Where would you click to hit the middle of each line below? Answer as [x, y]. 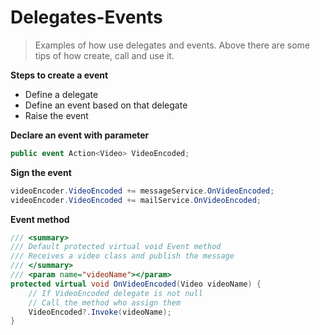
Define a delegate [61, 94]
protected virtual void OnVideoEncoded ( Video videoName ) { [136, 284]
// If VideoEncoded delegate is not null [115, 293]
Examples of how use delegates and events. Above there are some [172, 45]
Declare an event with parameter [80, 135]
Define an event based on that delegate [106, 105]
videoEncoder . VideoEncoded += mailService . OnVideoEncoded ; [136, 200]
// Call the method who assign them [105, 302]
